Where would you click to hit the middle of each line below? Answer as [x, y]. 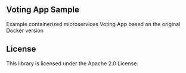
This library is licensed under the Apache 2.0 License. [72, 63]
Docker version [25, 30]
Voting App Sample [43, 10]
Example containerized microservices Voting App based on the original [93, 24]
